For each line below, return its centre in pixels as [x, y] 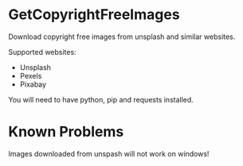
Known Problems [66, 132]
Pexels [31, 75]
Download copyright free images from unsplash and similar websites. [122, 37]
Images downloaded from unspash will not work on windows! [109, 153]
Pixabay [33, 84]
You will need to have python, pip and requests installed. [101, 99]
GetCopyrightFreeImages [94, 15]
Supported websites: [43, 52]
